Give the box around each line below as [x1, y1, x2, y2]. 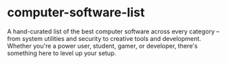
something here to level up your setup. [7, 49, 117, 57]
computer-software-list [7, 5, 145, 20]
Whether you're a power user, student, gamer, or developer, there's [7, 42, 198, 50]
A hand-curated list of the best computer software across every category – [7, 27, 220, 35]
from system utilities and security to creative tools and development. [7, 34, 202, 42]
